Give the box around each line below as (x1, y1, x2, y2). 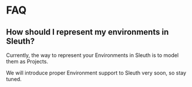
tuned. (6, 76, 22, 82)
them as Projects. (6, 58, 49, 65)
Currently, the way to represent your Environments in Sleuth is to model (6, 52, 179, 59)
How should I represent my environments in (6, 27, 169, 37)
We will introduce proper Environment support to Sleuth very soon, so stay (6, 69, 187, 76)
